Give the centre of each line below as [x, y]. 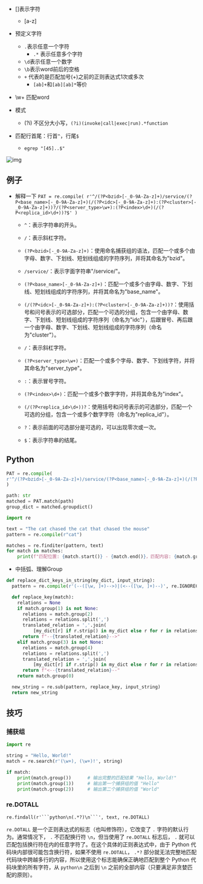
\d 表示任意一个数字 [48, 62]
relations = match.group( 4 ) [58, 648]
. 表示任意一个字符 [47, 46]
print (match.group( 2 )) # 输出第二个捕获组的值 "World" [89, 789]
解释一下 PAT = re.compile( [50, 196]
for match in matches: [35, 551]
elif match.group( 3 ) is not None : [60, 642]
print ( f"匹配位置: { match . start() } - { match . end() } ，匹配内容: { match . [105, 557]
